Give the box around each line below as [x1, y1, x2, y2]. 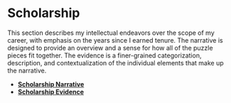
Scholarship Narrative [17, 80, 85, 88]
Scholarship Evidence [17, 87, 84, 96]
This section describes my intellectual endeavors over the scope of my [7, 28, 215, 37]
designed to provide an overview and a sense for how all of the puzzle [7, 43, 213, 52]
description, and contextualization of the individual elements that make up [7, 58, 224, 67]
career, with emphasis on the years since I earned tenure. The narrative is [7, 36, 223, 44]
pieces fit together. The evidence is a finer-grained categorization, [7, 51, 202, 60]
